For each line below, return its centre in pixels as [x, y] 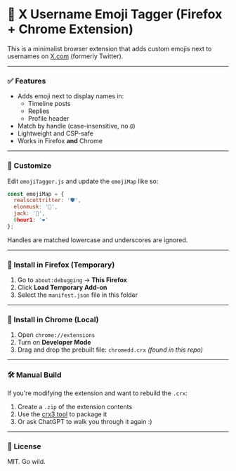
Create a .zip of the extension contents [75, 406]
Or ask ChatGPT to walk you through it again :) [85, 421]
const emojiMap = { [36, 194]
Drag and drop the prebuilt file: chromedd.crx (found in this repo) [110, 350]
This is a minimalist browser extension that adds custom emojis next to [110, 48]
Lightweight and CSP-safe [55, 133]
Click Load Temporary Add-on [62, 288]
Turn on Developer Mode [54, 343]
